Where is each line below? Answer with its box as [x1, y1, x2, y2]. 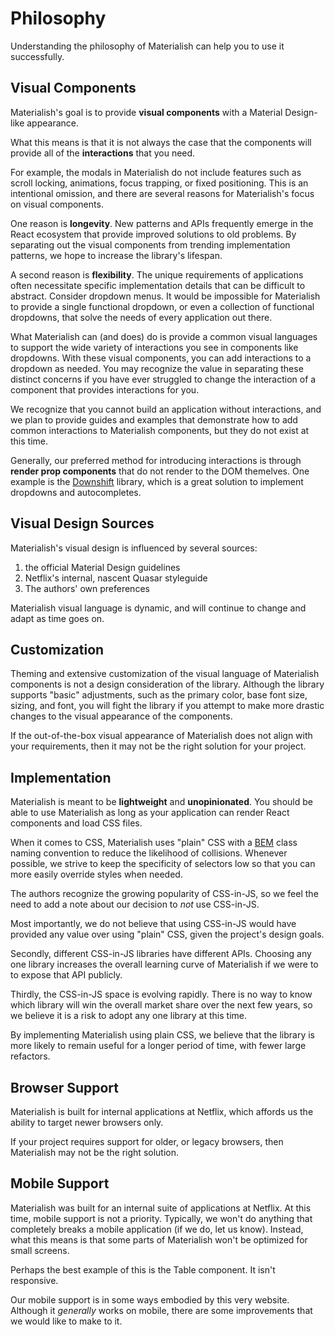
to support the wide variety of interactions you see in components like [10, 341, 299, 353]
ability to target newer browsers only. [10, 1117, 164, 1128]
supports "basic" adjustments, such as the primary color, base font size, [10, 689, 308, 701]
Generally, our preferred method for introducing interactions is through [10, 454, 302, 466]
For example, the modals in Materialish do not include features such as [10, 166, 302, 178]
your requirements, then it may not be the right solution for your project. [10, 740, 307, 752]
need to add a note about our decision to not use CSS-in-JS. [10, 898, 260, 911]
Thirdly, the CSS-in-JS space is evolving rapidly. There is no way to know [10, 988, 313, 1001]
